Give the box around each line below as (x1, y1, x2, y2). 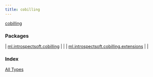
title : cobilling (5, 7, 40, 12)
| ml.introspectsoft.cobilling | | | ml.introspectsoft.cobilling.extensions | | (5, 43, 149, 49)
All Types (5, 66, 24, 73)
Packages (5, 32, 29, 39)
